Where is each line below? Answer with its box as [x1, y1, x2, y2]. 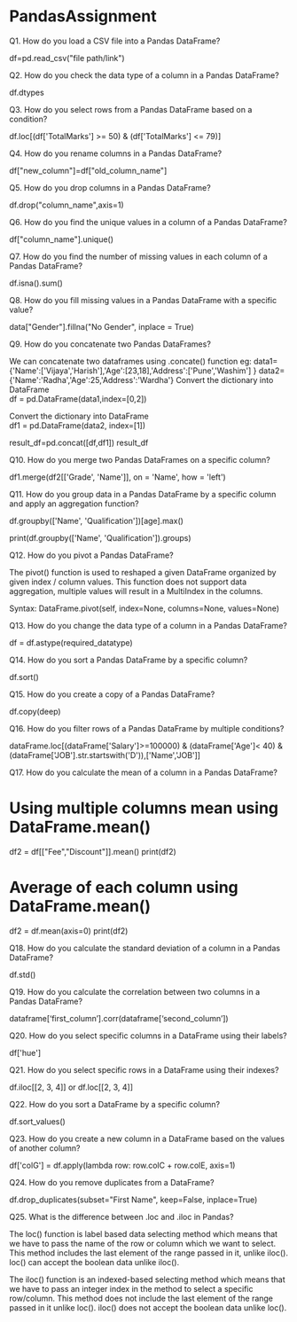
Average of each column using [9, 878, 239, 897]
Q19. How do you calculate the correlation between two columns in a [9, 986, 261, 997]
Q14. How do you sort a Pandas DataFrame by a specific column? [9, 654, 248, 665]
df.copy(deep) [9, 706, 61, 716]
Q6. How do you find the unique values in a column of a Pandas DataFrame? [9, 216, 288, 227]
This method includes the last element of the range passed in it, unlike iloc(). [9, 1248, 289, 1258]
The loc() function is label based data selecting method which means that [9, 1228, 277, 1239]
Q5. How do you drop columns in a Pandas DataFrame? [9, 182, 211, 192]
